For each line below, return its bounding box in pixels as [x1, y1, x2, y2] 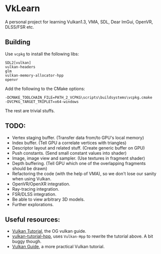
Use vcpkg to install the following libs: [5, 51, 79, 57]
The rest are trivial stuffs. [5, 107, 55, 114]
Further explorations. [12, 201, 54, 207]
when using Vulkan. [12, 176, 52, 181]
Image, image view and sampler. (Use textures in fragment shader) [12, 155, 145, 161]
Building [5, 38, 30, 46]
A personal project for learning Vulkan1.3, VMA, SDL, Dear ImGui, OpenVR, [5, 19, 153, 25]
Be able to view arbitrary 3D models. [12, 196, 85, 202]
